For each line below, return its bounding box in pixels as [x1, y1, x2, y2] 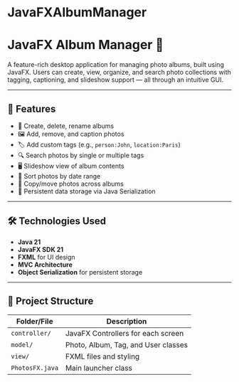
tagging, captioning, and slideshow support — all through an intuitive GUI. [7, 75, 224, 84]
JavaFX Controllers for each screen [65, 328, 184, 338]
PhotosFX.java [11, 364, 59, 372]
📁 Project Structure [7, 295, 94, 307]
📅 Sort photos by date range [17, 171, 101, 180]
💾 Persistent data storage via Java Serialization [17, 186, 156, 196]
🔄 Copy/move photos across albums [17, 179, 124, 188]
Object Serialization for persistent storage [17, 267, 143, 276]
